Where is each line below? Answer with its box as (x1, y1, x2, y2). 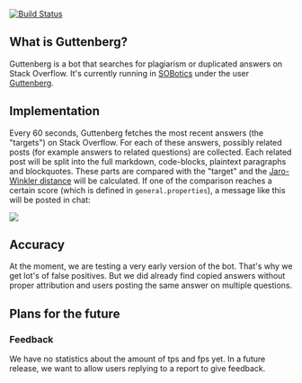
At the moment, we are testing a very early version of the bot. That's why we (9, 261, 293, 272)
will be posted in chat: (9, 194, 92, 205)
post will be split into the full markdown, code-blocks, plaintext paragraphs (9, 156, 287, 166)
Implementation (9, 103, 101, 119)
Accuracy (9, 237, 66, 253)
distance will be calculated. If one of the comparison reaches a (39, 175, 272, 186)
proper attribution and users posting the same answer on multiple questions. (9, 280, 293, 291)
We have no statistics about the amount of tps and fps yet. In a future (9, 353, 266, 364)
